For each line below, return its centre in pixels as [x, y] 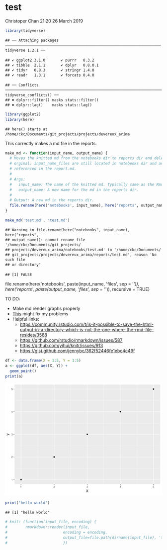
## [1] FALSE [19, 275]
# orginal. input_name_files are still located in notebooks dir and [83, 164]
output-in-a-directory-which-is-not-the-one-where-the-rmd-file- [87, 329]
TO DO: [13, 299]
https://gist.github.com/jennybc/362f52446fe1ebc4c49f [77, 351]
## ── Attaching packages [32, 40]
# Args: [18, 179]
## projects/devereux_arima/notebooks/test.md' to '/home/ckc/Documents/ [83, 250]
